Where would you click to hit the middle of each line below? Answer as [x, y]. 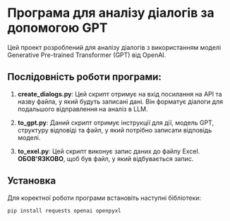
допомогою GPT [57, 28]
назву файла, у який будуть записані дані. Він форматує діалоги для [120, 101]
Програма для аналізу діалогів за [111, 13]
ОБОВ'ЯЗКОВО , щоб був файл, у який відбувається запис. [105, 158]
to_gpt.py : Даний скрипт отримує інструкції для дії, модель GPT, [115, 122]
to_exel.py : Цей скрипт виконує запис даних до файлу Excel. [109, 151]
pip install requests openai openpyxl [64, 210]
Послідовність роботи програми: [85, 77]
